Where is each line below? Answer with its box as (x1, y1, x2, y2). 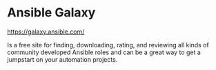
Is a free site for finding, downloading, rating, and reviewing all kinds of (7, 40, 209, 49)
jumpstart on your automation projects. (7, 55, 118, 63)
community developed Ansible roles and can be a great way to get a (7, 48, 202, 56)
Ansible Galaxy (7, 5, 96, 21)
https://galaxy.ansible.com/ (7, 27, 85, 36)
